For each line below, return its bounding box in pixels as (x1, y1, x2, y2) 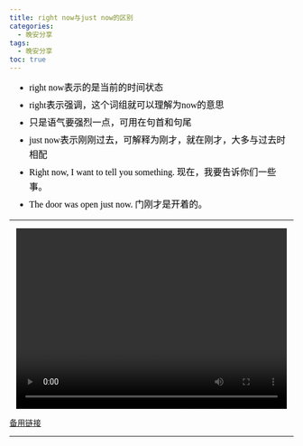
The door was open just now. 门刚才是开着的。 (29, 200, 207, 209)
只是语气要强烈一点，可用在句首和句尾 (29, 117, 192, 127)
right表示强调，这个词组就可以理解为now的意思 (29, 100, 225, 110)
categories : (9, 22, 54, 31)
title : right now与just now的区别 (9, 13, 133, 23)
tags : (9, 38, 30, 48)
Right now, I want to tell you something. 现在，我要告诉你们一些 (29, 167, 277, 177)
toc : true (9, 55, 47, 64)
